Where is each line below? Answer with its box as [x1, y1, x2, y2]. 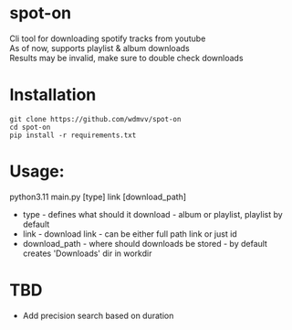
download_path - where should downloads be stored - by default [22, 238, 267, 249]
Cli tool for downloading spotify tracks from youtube [9, 33, 206, 44]
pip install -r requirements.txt [9, 131, 137, 140]
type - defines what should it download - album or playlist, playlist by [22, 208, 283, 219]
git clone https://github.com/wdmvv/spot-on [9, 114, 182, 123]
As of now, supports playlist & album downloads [9, 42, 190, 53]
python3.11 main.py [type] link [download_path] [9, 191, 187, 202]
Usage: [9, 161, 66, 182]
